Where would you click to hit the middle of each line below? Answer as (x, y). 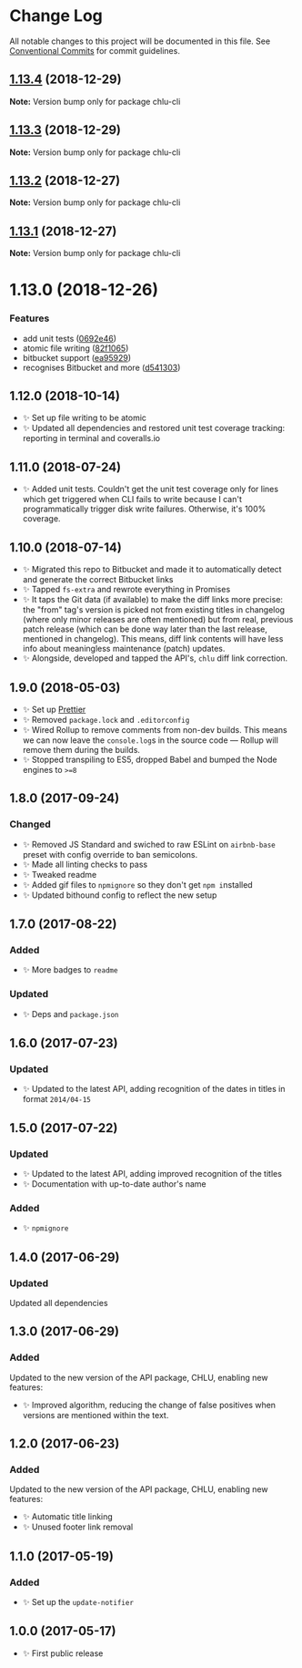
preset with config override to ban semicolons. (110, 854)
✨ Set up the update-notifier (78, 1602)
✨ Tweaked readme (60, 874)
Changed (30, 824)
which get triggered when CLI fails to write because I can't (132, 499)
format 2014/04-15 (56, 1099)
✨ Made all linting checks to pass (85, 864)
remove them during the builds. (81, 749)
